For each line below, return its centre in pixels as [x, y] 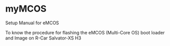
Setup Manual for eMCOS [32, 23]
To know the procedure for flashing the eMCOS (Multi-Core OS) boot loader [85, 32]
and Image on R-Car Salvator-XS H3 [43, 38]
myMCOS [26, 9]
